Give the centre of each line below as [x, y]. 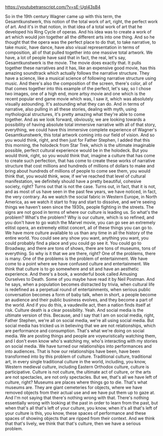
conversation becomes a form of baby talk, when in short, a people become [81, 295]
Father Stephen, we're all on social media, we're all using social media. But [80, 320]
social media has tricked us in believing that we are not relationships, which [81, 325]
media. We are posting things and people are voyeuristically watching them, [81, 336]
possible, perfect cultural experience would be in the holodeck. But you [76, 150]
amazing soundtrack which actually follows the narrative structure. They [77, 73]
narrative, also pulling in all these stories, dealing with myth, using [71, 109]
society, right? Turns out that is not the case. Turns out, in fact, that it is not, [81, 186]
